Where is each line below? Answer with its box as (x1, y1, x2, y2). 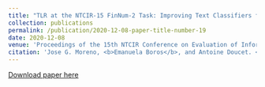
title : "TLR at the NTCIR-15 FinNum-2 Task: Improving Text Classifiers (8, 11, 252, 20)
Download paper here (8, 70, 79, 79)
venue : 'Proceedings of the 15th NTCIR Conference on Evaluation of (8, 41, 238, 49)
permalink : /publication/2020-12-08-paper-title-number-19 (8, 26, 207, 34)
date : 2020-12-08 (8, 33, 65, 42)
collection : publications (8, 19, 93, 27)
